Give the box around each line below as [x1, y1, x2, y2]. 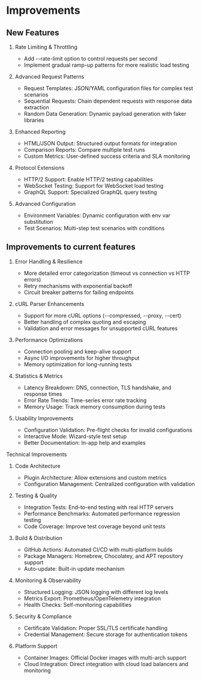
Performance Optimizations [14, 336, 83, 343]
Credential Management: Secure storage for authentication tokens [23, 631, 188, 638]
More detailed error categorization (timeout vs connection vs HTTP [23, 269, 190, 277]
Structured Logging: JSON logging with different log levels [23, 588, 169, 595]
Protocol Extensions [14, 164, 65, 171]
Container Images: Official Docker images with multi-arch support [23, 654, 187, 661]
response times [23, 390, 62, 397]
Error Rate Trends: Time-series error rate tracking [23, 397, 147, 404]
